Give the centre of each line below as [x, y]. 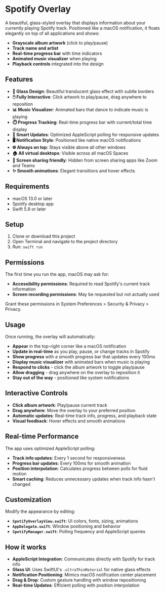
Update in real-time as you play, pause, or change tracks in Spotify [81, 351]
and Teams [24, 165]
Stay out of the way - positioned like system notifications [71, 378]
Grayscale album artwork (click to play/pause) [60, 42]
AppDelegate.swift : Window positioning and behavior [66, 526]
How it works [26, 547]
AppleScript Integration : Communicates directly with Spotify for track [84, 559]
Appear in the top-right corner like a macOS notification [69, 346]
